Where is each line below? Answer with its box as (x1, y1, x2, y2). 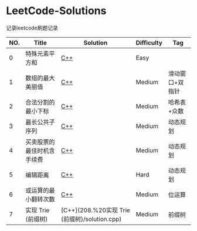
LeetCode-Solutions (6, 4, 107, 18)
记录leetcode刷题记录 (6, 24, 59, 31)
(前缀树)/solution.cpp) (60, 215, 122, 223)
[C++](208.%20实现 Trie (60, 206, 130, 214)
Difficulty (135, 38, 163, 46)
